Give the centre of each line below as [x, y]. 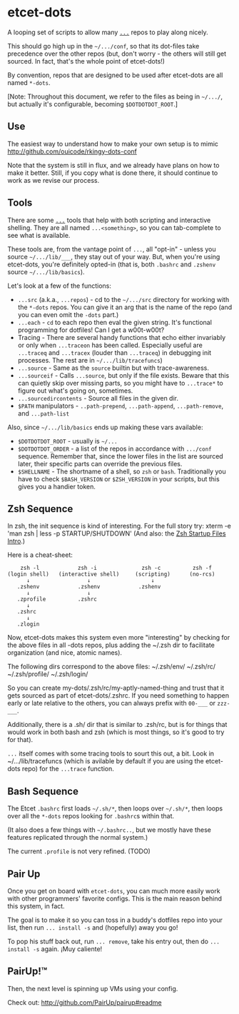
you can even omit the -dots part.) [68, 314]
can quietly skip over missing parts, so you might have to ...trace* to [120, 383]
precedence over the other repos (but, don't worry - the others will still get [117, 54]
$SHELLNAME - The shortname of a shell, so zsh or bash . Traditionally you [122, 471]
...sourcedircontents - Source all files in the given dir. [98, 398]
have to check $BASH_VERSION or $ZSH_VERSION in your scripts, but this [118, 478]
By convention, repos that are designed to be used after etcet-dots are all [115, 75]
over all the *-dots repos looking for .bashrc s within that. [91, 816]
